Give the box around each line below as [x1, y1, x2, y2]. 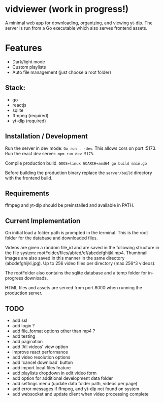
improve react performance [12, 349, 68, 355]
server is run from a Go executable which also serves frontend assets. [5, 25, 148, 31]
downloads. [24, 275, 48, 281]
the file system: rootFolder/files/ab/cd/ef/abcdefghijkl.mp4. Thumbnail [5, 250, 148, 256]
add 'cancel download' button [12, 359, 73, 365]
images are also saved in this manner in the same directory [5, 255, 125, 261]
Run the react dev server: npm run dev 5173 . [5, 150, 95, 156]
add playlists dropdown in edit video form [12, 370, 97, 376]
